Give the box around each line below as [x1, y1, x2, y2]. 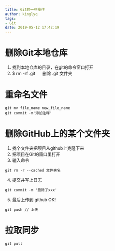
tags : [5, 16, 16, 21]
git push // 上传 [5, 207, 39, 212]
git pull [5, 241, 23, 246]
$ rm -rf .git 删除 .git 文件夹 [12, 71, 72, 77]
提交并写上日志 [12, 177, 42, 183]
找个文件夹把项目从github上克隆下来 [12, 145, 85, 151]
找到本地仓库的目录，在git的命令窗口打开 [12, 64, 94, 70]
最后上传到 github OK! [12, 197, 56, 203]
